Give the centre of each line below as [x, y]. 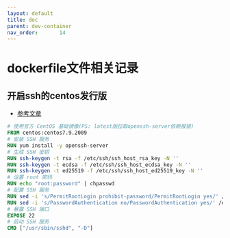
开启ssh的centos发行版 [57, 95]
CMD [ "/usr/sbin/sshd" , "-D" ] [50, 228]
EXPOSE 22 [21, 215]
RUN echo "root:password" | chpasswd [61, 184]
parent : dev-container [39, 26]
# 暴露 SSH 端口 [28, 209]
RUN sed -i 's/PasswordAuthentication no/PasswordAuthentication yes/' [111, 202]
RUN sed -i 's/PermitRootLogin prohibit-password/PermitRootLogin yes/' [113, 196]
